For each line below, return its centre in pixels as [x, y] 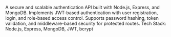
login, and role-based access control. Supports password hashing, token [82, 18]
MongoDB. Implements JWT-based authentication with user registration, [82, 13]
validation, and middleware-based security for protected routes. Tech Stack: [86, 23]
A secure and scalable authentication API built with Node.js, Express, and [82, 7]
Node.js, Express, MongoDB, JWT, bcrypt [49, 29]
